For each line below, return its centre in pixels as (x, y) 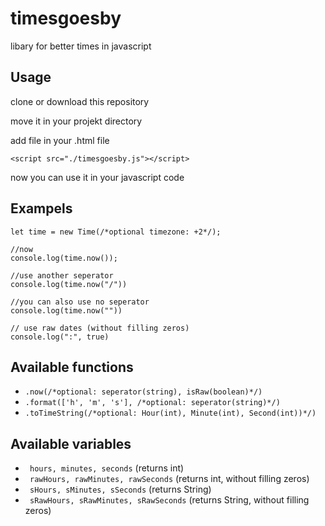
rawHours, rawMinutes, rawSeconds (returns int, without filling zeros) (169, 479)
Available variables (71, 443)
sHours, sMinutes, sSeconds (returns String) (120, 489)
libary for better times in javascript (81, 46)
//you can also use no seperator (80, 302)
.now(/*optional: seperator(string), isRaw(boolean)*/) (143, 392)
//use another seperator (62, 275)
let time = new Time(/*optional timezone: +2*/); (116, 232)
